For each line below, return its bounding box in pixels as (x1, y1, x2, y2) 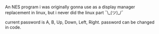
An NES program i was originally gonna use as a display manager (5, 4, 135, 10)
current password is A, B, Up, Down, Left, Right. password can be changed (5, 19, 155, 25)
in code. (5, 24, 21, 30)
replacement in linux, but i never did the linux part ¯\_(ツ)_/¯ (5, 10, 124, 15)
